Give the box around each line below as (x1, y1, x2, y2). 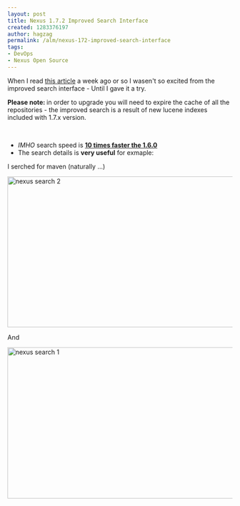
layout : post (7, 10, 46, 18)
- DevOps (7, 51, 34, 58)
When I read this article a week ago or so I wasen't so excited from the (7, 76, 216, 85)
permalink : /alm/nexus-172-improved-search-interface (7, 37, 171, 44)
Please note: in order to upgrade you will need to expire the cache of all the (7, 98, 230, 106)
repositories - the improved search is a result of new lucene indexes (7, 105, 208, 114)
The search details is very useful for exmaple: (17, 148, 154, 157)
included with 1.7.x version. (7, 113, 87, 121)
